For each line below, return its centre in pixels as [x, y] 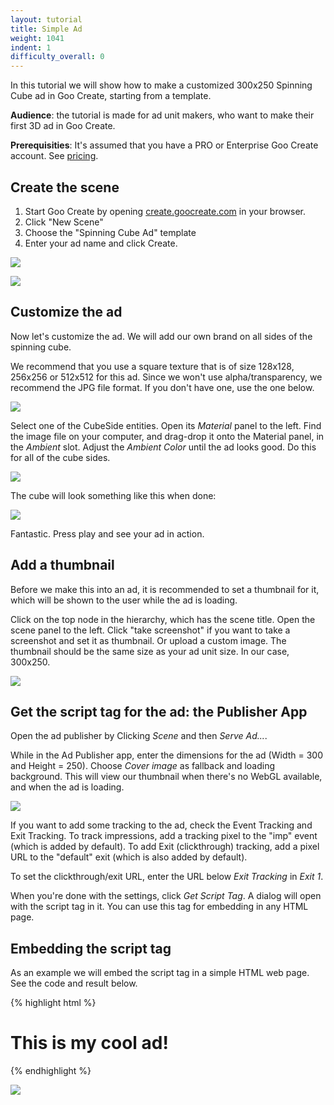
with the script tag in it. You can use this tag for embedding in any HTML [159, 907]
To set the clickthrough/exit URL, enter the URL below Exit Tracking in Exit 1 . [167, 877]
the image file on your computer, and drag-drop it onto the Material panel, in [167, 436]
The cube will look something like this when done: [113, 495]
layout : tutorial [46, 19]
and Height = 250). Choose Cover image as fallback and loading [143, 766]
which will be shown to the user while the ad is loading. [124, 600]
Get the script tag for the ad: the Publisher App [159, 711]
